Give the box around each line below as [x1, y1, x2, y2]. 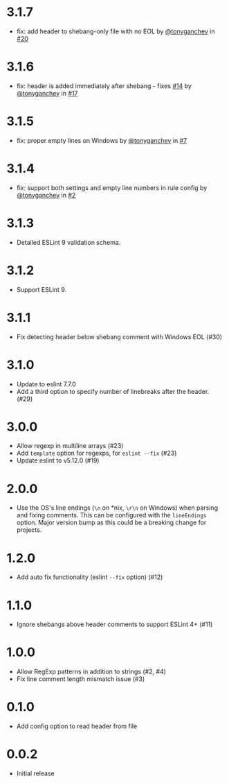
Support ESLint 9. [16, 285, 67, 293]
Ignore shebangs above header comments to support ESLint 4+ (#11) [16, 620, 213, 628]
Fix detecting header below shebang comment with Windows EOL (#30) [16, 332, 223, 341]
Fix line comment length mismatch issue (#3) [16, 675, 145, 683]
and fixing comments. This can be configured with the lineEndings [16, 511, 207, 519]
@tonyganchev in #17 [16, 89, 78, 97]
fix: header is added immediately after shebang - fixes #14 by [16, 81, 192, 90]
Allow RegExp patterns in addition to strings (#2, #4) [16, 667, 167, 676]
